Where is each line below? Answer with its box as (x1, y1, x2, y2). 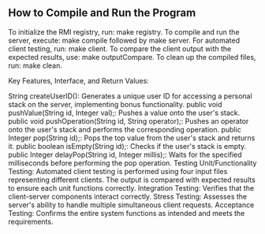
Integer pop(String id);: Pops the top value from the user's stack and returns (8, 133, 256, 143)
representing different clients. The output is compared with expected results (8, 175, 256, 184)
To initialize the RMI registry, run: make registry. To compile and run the (8, 27, 240, 36)
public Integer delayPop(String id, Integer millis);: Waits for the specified (8, 150, 242, 159)
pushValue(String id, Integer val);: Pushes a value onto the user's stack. (8, 108, 241, 117)
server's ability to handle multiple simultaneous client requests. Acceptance (8, 200, 255, 210)
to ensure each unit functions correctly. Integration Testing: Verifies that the (8, 183, 255, 192)
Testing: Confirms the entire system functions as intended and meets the (8, 208, 245, 217)
